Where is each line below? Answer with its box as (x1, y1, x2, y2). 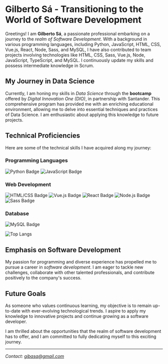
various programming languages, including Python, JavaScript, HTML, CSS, (5, 41, 161, 47)
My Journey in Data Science (5, 77, 95, 85)
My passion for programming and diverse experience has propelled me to (5, 259, 157, 265)
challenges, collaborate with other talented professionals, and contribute (5, 269, 155, 275)
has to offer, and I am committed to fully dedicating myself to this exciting (5, 333, 156, 339)
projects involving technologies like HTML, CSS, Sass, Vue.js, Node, (5, 51, 145, 58)
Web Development (5, 181, 51, 188)
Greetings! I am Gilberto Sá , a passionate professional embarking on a (5, 30, 150, 36)
